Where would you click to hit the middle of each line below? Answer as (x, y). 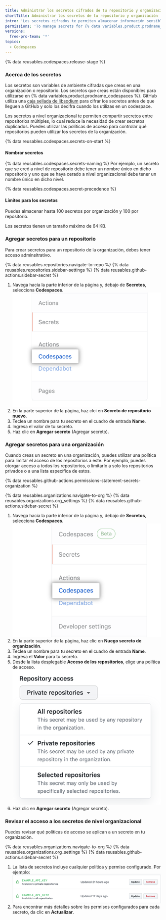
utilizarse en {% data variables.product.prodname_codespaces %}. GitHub (81, 96)
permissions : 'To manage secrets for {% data (53, 26)
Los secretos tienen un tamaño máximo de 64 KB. (56, 226)
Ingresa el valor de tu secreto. (43, 426)
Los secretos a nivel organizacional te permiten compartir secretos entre (79, 116)
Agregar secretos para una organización (55, 444)
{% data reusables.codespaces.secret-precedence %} (61, 189)
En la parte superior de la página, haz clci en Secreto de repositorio (82, 410)
